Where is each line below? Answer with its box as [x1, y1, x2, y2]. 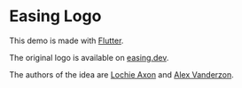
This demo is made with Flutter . [9, 35, 124, 46]
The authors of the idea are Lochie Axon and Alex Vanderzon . [9, 69, 235, 80]
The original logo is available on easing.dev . [9, 52, 169, 62]
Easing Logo [9, 6, 102, 26]
